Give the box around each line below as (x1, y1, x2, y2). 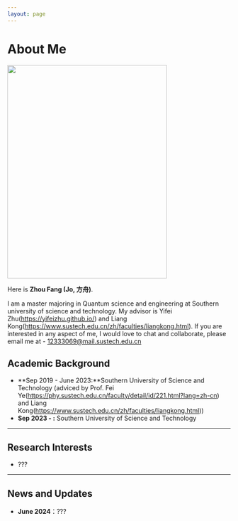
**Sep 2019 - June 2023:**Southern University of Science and (17, 376, 205, 385)
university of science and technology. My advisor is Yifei (7, 306, 172, 315)
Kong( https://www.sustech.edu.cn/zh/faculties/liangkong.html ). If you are (7, 321, 222, 331)
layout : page (7, 10, 46, 18)
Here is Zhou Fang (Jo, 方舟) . (7, 285, 93, 294)
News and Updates (7, 488, 93, 500)
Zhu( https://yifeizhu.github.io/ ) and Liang (7, 314, 127, 323)
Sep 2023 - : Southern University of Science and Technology (17, 414, 197, 423)
